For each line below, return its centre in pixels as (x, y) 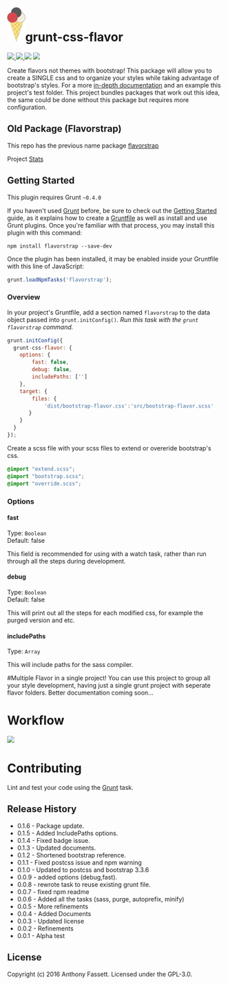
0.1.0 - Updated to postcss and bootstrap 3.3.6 (83, 870)
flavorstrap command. (40, 327)
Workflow (36, 720)
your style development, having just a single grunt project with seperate (109, 686)
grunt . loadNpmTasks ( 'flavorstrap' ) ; (60, 279)
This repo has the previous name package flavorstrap (83, 146)
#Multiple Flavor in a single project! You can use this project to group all (109, 678)
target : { (34, 391)
